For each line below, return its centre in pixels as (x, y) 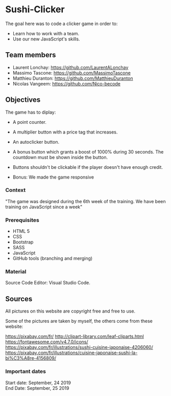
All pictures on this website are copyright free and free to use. (70, 311)
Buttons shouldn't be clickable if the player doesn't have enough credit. (88, 167)
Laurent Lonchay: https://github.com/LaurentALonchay (70, 67)
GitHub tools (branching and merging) (53, 258)
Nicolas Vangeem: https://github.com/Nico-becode (67, 83)
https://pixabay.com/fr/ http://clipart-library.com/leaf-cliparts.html (75, 337)
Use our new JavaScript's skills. (46, 39)
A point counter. (30, 122)
